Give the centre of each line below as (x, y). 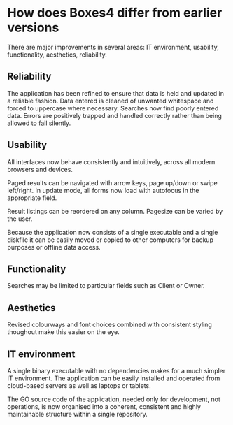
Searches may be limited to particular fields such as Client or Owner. (106, 286)
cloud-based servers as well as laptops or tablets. (79, 386)
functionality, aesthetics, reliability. (57, 55)
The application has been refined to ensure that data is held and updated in (115, 93)
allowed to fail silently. (39, 123)
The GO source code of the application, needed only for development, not (114, 399)
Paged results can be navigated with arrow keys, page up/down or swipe (113, 182)
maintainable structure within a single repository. (78, 414)
